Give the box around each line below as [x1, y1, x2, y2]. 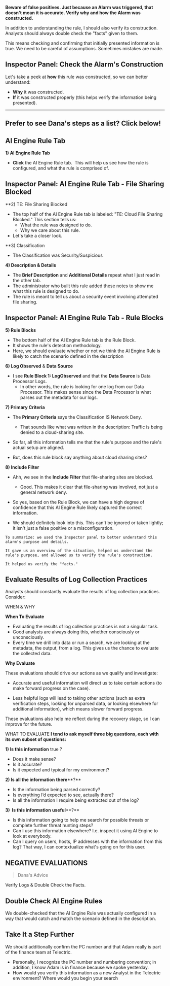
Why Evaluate [5, 660, 35, 666]
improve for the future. [5, 721, 52, 727]
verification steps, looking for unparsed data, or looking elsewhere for [12, 700, 158, 707]
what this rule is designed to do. [12, 288, 80, 294]
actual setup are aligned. [12, 444, 64, 451]
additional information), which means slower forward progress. [12, 706, 144, 712]
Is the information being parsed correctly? [12, 787, 100, 793]
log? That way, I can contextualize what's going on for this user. [12, 844, 146, 850]
